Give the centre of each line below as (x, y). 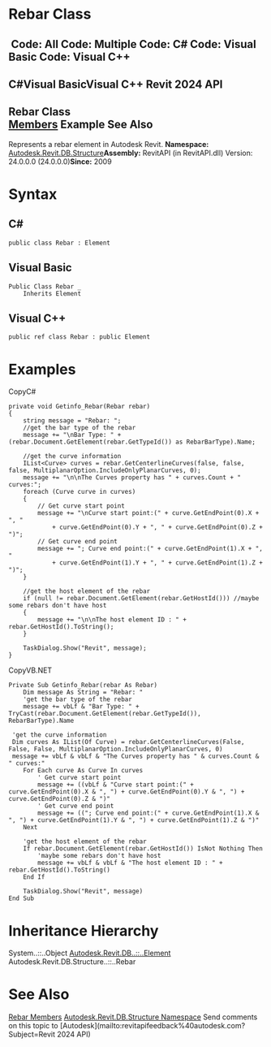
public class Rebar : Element (60, 243)
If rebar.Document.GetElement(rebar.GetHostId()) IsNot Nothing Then (143, 849)
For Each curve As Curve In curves (83, 771)
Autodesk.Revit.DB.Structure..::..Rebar (72, 962)
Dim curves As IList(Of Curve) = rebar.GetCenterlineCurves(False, (128, 742)
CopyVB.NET (30, 670)
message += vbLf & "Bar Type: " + (81, 707)
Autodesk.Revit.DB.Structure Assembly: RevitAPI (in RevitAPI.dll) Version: (131, 153)
